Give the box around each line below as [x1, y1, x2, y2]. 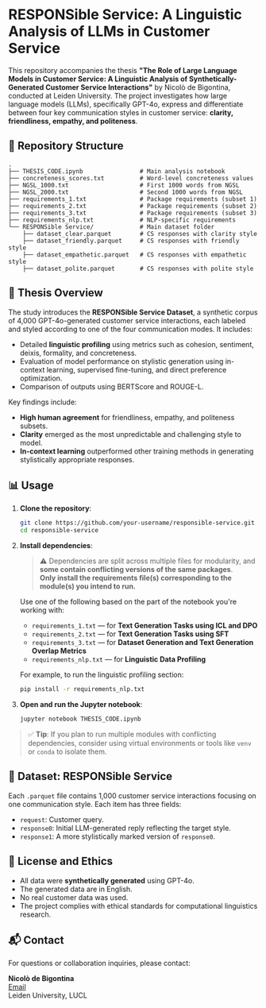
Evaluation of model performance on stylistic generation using [19, 356, 224, 366]
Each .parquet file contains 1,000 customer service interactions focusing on [8, 790, 256, 800]
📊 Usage [8, 478, 54, 492]
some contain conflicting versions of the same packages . [39, 565, 233, 574]
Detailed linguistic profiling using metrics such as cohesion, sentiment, [19, 339, 254, 349]
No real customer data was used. [19, 892, 129, 902]
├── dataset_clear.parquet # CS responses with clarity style [22, 230, 258, 238]
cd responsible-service [19, 527, 99, 535]
